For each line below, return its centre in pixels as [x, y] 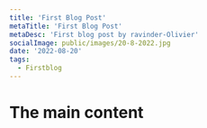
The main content [76, 113]
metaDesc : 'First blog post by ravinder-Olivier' [104, 34]
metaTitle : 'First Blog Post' [66, 26]
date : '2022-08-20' [46, 51]
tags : [19, 59]
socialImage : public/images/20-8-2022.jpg [90, 43]
